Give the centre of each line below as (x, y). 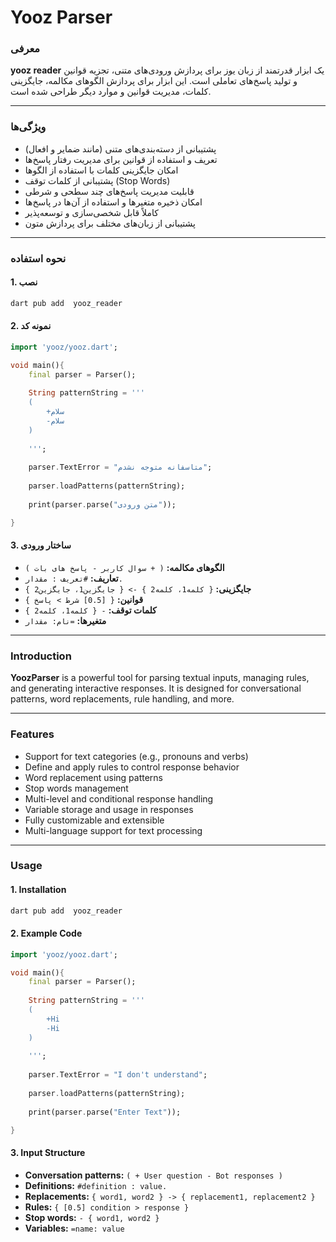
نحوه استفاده (38, 258)
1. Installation (38, 890)
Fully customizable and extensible (94, 820)
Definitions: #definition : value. (96, 1185)
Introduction (41, 656)
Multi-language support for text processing (113, 830)
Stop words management (76, 788)
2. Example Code (46, 933)
